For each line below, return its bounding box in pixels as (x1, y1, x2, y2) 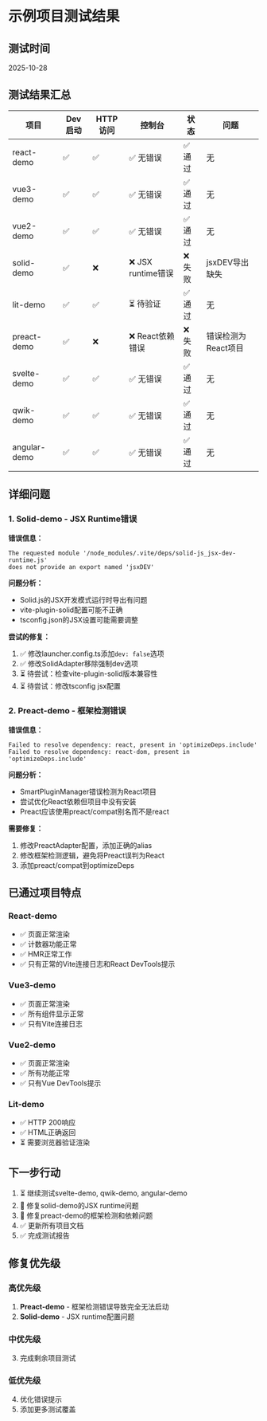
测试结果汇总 (8, 88, 72, 102)
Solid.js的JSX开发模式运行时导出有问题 (19, 595, 148, 604)
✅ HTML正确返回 (19, 1128, 76, 1137)
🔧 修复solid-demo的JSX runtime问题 (19, 1201, 139, 1211)
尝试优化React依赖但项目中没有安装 (19, 796, 137, 806)
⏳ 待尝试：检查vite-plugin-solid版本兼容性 (19, 669, 158, 678)
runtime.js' (8, 555, 48, 564)
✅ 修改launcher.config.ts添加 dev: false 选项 (19, 649, 164, 658)
